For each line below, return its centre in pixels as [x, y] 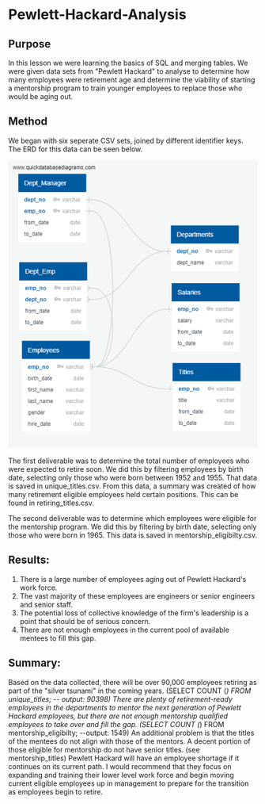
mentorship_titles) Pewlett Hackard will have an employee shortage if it [124, 758]
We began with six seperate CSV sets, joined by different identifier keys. [126, 140]
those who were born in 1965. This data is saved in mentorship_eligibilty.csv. [133, 535]
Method [28, 122]
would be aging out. [41, 96]
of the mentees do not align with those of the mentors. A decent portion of [129, 741]
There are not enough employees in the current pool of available [124, 630]
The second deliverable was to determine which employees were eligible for [132, 519]
